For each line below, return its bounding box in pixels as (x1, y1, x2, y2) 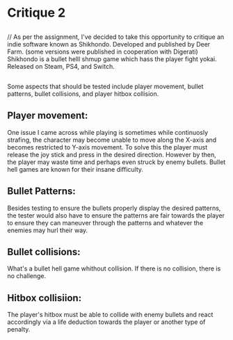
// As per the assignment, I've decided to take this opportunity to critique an (7, 33, 225, 41)
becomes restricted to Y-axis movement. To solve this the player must (7, 143, 208, 151)
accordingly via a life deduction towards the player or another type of (7, 318, 206, 326)
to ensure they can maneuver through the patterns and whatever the (7, 218, 204, 227)
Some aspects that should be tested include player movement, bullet (7, 82, 204, 90)
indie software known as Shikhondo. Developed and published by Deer (7, 40, 211, 48)
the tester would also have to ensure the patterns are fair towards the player (7, 211, 225, 220)
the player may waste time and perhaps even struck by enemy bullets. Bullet (7, 158, 226, 166)
